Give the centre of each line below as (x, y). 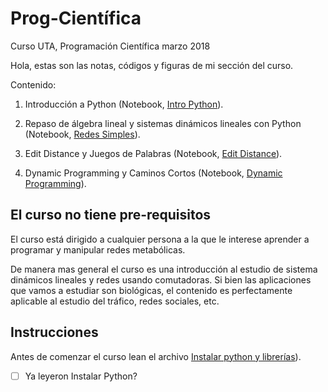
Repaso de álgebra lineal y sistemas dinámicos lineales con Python (163, 123)
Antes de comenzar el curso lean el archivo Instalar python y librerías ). (156, 356)
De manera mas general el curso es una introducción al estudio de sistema (164, 269)
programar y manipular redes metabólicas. (98, 249)
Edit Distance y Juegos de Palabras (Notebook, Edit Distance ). (153, 153)
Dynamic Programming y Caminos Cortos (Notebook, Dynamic (153, 173)
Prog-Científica (76, 18)
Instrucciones (54, 332)
